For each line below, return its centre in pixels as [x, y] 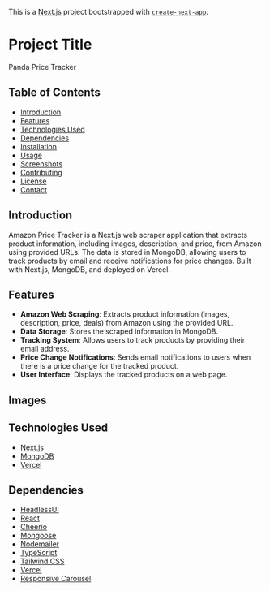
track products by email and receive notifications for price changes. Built [130, 261]
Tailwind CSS [42, 561]
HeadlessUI [39, 510]
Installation [39, 146]
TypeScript [39, 553]
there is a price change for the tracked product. [99, 366]
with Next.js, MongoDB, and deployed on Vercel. [89, 269]
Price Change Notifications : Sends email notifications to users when [135, 357]
